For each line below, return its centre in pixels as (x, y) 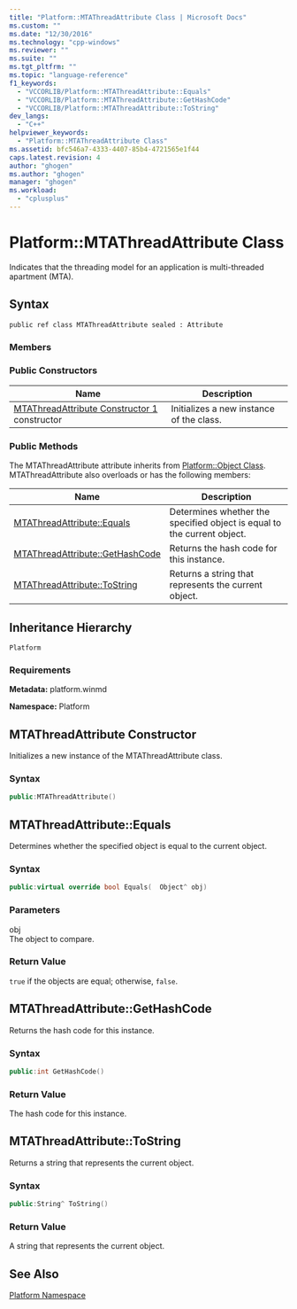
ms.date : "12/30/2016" (51, 34)
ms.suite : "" (33, 58)
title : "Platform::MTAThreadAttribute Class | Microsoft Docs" (128, 17)
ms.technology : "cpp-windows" (65, 42)
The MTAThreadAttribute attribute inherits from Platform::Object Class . (137, 465)
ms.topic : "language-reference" (69, 75)
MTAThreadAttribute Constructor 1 (86, 409)
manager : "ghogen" (43, 183)
